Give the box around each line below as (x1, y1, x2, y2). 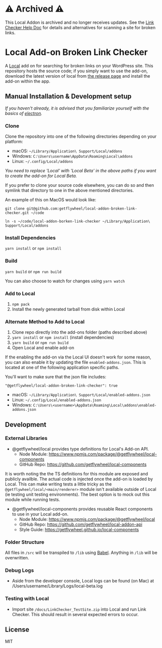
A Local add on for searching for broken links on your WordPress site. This (5, 63, 153, 68)
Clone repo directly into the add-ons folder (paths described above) (12, 329, 147, 335)
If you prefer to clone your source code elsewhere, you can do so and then (5, 182, 154, 188)
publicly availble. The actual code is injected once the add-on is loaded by (5, 476, 153, 482)
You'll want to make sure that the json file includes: (5, 374, 106, 380)
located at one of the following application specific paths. (5, 365, 119, 371)
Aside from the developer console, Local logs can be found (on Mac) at (12, 578, 154, 584)
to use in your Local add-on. (12, 511, 69, 517)
